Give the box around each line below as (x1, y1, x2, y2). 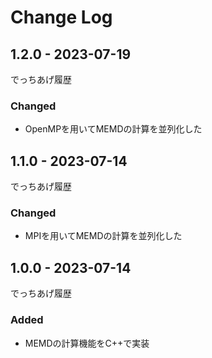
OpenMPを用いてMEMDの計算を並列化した (24, 123, 203, 135)
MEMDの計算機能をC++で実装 (24, 337, 150, 349)
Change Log (10, 6, 113, 29)
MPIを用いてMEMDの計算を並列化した (24, 230, 183, 242)
